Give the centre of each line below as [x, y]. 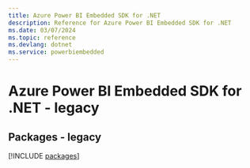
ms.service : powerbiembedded [56, 52]
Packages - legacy [55, 137]
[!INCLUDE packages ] [44, 156]
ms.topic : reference [42, 37]
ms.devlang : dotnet [40, 45]
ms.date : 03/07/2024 [42, 30]
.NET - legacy [54, 108]
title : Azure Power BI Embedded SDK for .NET [84, 15]
